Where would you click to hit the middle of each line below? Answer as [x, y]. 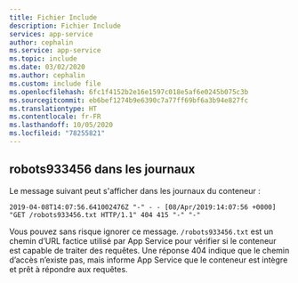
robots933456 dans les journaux [102, 170]
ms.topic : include [43, 59]
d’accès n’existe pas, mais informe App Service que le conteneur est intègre [149, 260]
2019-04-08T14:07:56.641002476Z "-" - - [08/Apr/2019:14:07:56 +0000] [143, 207]
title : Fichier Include [53, 17]
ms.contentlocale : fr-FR [55, 117]
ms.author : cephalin [48, 76]
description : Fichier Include [65, 26]
